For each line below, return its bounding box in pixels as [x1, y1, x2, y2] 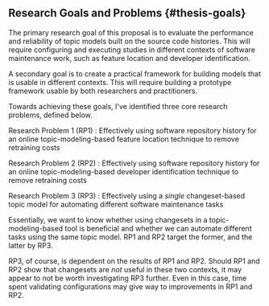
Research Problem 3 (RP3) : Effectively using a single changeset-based [8, 190, 246, 200]
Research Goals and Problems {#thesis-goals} [8, 6, 246, 20]
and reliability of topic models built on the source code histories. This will [8, 36, 251, 46]
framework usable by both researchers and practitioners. [8, 86, 198, 96]
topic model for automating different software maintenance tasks [8, 199, 224, 209]
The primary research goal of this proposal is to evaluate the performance [8, 27, 254, 37]
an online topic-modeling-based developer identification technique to [8, 166, 239, 176]
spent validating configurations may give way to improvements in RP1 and [8, 281, 253, 292]
